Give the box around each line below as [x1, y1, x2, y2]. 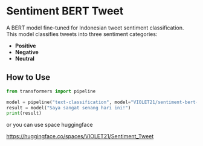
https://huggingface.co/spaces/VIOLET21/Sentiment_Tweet [6, 133, 154, 140]
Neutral [14, 55, 35, 62]
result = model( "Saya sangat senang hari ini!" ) [6, 105, 131, 111]
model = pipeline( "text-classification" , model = [6, 99, 131, 105]
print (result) [6, 110, 42, 117]
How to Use [6, 72, 51, 82]
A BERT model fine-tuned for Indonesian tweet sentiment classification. [6, 24, 184, 31]
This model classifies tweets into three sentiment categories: [6, 30, 158, 37]
